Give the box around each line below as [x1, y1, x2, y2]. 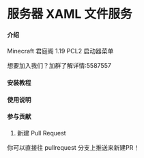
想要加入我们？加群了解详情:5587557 [7, 62, 111, 70]
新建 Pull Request [16, 129, 66, 137]
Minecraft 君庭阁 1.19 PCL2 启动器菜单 [7, 47, 114, 55]
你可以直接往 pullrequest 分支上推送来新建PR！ [7, 143, 140, 151]
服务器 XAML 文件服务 [7, 6, 132, 22]
